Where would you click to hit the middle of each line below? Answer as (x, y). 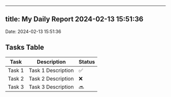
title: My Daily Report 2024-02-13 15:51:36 (74, 19)
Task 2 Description (51, 78)
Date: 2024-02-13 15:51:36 (33, 31)
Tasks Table (25, 47)
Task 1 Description (51, 70)
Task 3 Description (51, 87)
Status (87, 61)
